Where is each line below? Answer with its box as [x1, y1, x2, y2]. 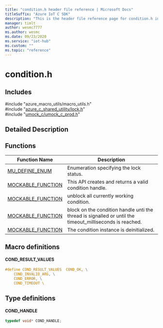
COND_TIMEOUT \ [14, 280, 45, 286]
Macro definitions [5, 243, 60, 251]
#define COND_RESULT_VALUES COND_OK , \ [5, 267, 88, 272]
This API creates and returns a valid [67, 178, 148, 185]
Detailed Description [5, 125, 69, 134]
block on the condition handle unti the [67, 206, 154, 213]
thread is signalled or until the [67, 212, 135, 219]
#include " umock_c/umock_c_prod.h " [5, 111, 80, 117]
